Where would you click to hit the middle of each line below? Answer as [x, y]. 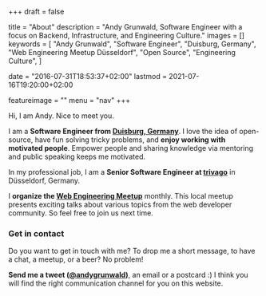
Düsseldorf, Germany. [44, 180]
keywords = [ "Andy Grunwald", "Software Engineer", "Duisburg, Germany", [132, 44]
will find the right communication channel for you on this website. [116, 283]
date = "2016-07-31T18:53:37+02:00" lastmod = [88, 76]
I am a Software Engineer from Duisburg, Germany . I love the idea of [123, 131]
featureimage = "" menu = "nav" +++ [69, 100]
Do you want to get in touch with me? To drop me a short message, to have [132, 251]
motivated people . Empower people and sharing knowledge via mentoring [131, 148]
